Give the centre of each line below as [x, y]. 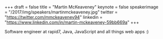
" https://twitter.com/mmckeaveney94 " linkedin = [54, 17]
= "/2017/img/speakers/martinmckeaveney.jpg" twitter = [61, 12]
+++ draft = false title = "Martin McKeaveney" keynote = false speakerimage [81, 7]
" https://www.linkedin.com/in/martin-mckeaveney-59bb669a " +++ [72, 22]
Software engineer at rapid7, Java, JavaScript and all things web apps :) [77, 32]
